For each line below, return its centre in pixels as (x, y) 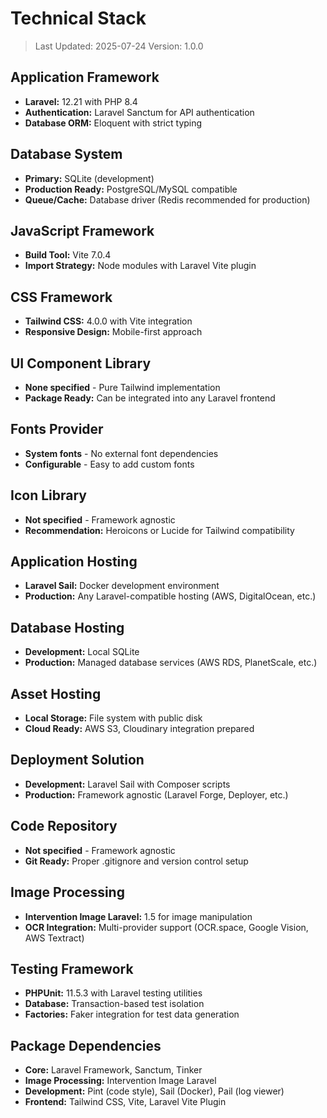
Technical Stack (78, 18)
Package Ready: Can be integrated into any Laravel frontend (150, 398)
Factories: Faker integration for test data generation (132, 1014)
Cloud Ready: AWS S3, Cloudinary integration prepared (139, 729)
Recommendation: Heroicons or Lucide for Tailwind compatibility (159, 530)
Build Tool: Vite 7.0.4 (68, 255)
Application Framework (85, 77)
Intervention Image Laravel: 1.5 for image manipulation (138, 916)
